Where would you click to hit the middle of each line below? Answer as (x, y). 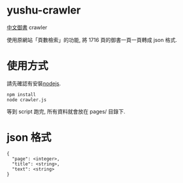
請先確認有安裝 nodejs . (34, 83)
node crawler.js (27, 100)
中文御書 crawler (27, 27)
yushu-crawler (44, 10)
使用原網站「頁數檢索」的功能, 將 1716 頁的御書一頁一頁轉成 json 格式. (92, 40)
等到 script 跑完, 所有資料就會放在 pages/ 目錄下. (66, 111)
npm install (21, 94)
